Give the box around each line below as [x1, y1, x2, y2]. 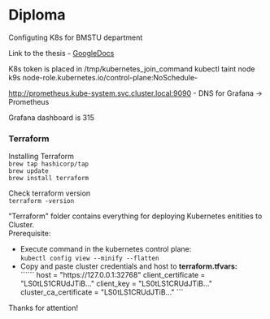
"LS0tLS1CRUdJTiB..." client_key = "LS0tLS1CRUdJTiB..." [20, 278, 213, 289]
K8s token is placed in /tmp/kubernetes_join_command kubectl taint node [8, 63, 255, 74]
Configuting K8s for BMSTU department [8, 32, 143, 42]
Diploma [8, 6, 67, 24]
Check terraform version [8, 188, 91, 198]
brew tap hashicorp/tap [8, 160, 89, 168]
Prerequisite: [8, 229, 51, 239]
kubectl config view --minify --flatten [20, 254, 159, 263]
